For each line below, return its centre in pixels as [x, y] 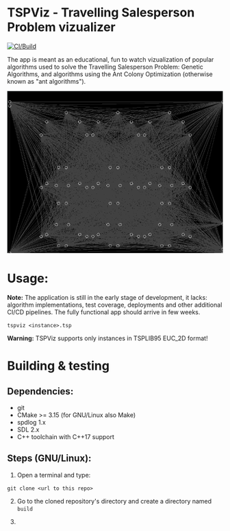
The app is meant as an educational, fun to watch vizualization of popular [111, 59]
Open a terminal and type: [54, 475]
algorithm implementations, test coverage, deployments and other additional [115, 305]
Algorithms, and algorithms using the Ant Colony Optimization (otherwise [110, 74]
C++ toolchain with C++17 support [66, 437]
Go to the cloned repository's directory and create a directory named [114, 501]
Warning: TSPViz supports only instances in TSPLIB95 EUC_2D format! [107, 338]
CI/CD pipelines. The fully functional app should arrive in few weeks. [104, 312]
